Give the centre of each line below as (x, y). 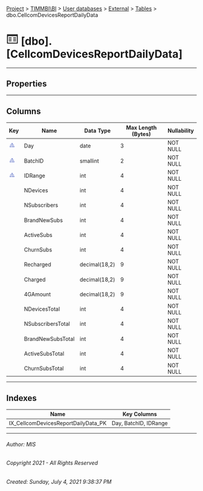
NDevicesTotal (42, 309)
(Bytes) (141, 134)
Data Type (97, 131)
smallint (89, 161)
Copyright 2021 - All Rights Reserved (52, 463)
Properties (27, 84)
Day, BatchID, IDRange (140, 423)
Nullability (181, 131)
